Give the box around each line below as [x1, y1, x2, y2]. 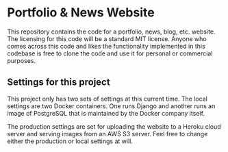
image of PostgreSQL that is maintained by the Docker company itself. [7, 109, 205, 117]
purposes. [7, 56, 36, 64]
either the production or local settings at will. [7, 137, 134, 145]
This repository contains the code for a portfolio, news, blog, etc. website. [7, 27, 216, 36]
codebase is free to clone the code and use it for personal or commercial [7, 49, 213, 58]
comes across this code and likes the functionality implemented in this [7, 42, 205, 50]
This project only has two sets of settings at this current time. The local [7, 94, 207, 103]
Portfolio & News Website [7, 5, 155, 21]
